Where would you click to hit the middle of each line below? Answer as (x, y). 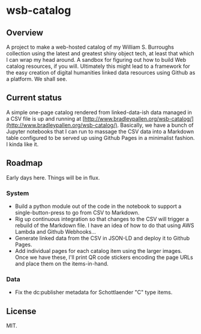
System (18, 193)
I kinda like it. (22, 144)
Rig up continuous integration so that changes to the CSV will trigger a (102, 219)
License (21, 311)
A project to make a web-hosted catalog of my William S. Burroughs (90, 47)
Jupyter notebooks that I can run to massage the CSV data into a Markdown (100, 131)
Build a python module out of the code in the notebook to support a (98, 206)
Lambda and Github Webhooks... (55, 231)
